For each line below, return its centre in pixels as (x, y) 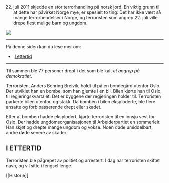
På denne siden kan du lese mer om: (43, 47)
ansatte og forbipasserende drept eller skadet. (54, 107)
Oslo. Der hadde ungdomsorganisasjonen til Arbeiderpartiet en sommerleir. (83, 122)
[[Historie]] (17, 175)
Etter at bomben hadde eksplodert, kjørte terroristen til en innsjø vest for (80, 117)
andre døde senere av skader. (37, 133)
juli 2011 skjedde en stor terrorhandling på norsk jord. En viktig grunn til (86, 7)
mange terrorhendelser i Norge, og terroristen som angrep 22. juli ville (86, 18)
